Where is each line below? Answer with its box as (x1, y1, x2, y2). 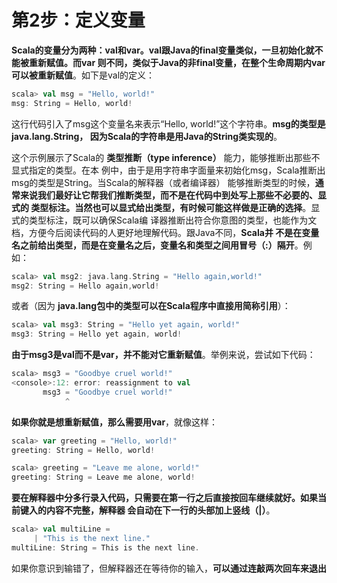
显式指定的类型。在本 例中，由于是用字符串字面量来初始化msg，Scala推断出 (11, 164, 326, 176)
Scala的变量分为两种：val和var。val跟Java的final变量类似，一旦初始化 (11, 44, 306, 56)
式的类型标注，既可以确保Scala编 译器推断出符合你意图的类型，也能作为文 (11, 214, 318, 226)
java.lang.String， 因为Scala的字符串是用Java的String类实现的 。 (11, 130, 283, 142)
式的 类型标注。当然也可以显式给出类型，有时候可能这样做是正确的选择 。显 (11, 201, 321, 213)
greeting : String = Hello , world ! (11, 445, 156, 455)
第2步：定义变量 (11, 9, 146, 32)
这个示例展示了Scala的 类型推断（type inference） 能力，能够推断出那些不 (11, 151, 321, 163)
